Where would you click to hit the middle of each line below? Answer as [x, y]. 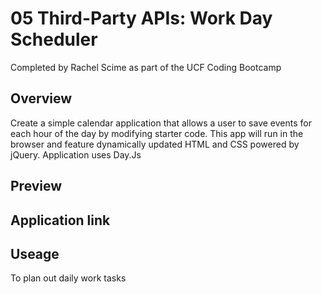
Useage [35, 253]
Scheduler [54, 39]
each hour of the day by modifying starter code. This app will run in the [157, 133]
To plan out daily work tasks [68, 278]
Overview [41, 98]
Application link [60, 220]
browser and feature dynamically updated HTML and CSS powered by [155, 144]
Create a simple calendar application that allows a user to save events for [161, 123]
